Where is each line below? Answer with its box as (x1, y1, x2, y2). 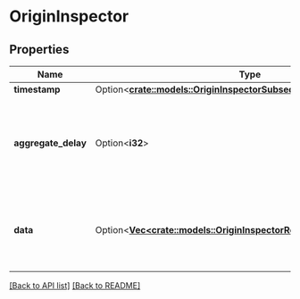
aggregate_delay (13, 137, 87, 149)
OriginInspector (9, 6, 129, 27)
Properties (9, 42, 70, 57)
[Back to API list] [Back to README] (9, 280, 141, 291)
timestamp (13, 83, 61, 96)
